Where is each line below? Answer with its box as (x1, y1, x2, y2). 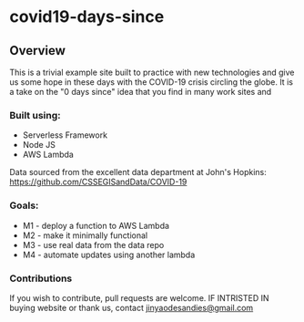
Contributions (9, 272, 73, 285)
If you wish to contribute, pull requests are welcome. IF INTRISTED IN (9, 292, 270, 303)
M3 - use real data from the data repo (22, 239, 165, 250)
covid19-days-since (9, 6, 165, 27)
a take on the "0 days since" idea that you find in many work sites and (9, 87, 272, 97)
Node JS (22, 140, 56, 151)
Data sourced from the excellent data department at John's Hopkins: (9, 167, 267, 178)
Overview (9, 43, 66, 58)
